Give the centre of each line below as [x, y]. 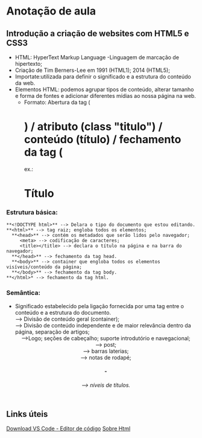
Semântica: [24, 293]
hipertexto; [28, 64]
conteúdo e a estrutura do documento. [63, 312]
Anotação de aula [51, 11]
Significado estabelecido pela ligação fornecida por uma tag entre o [99, 306]
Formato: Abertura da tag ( [57, 102]
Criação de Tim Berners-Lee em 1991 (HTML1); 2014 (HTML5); [93, 70]
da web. [25, 83]
